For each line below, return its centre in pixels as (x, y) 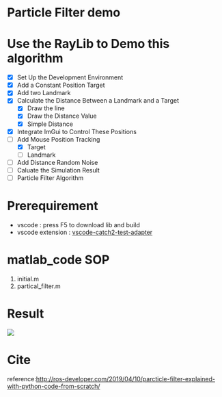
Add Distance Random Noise (57, 162)
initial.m (28, 279)
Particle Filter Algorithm (50, 178)
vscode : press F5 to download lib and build (78, 225)
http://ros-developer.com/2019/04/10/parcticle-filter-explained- (126, 379)
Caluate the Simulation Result (58, 170)
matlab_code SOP (58, 260)
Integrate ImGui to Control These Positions (77, 131)
